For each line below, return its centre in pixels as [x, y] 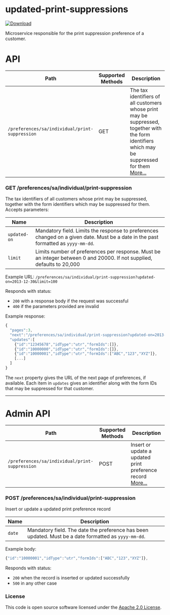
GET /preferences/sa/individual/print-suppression [69, 188]
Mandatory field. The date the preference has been [88, 530]
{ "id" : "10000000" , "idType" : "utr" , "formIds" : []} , [67, 349]
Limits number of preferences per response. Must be [98, 252]
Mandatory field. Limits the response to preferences [97, 231]
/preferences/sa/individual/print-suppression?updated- [95, 278]
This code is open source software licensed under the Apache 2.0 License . [83, 607]
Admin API [28, 414]
